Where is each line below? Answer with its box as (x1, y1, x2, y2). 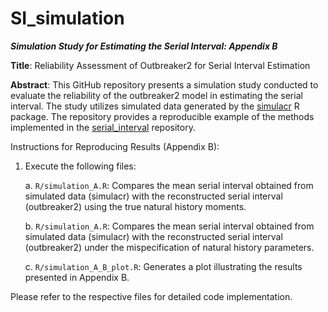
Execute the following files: (24, 160, 137, 172)
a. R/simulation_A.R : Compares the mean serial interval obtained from (24, 179, 314, 191)
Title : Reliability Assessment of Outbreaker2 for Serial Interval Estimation (10, 59, 311, 71)
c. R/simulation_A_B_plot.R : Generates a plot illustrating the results (24, 260, 303, 272)
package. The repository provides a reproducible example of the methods (10, 110, 315, 122)
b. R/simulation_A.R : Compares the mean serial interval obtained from (24, 220, 315, 232)
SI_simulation (10, 7, 125, 30)
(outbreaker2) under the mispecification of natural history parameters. (24, 241, 315, 253)
